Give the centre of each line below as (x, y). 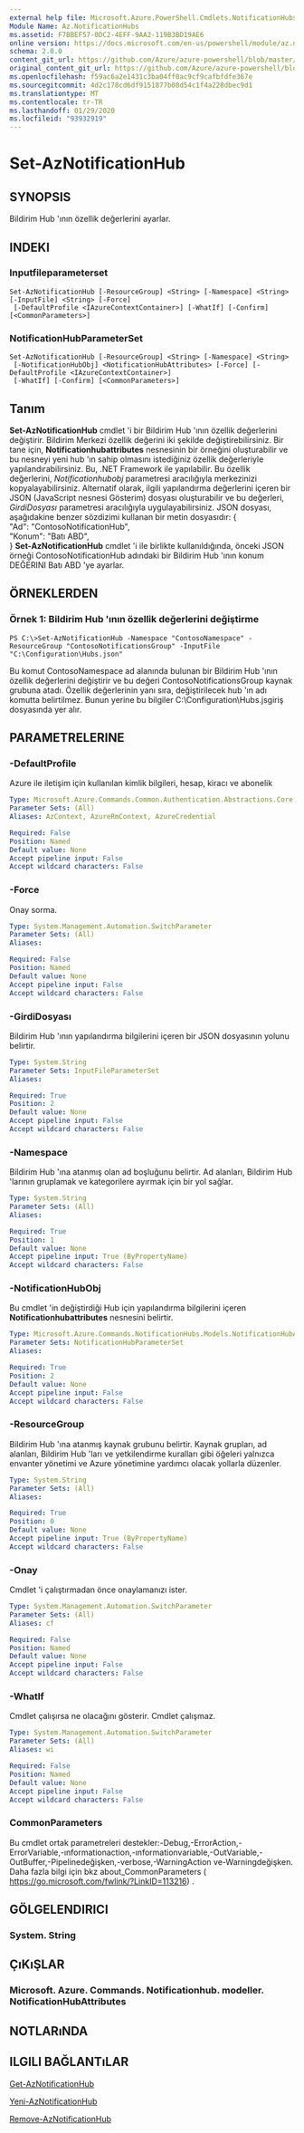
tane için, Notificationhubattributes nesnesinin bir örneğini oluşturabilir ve (149, 449)
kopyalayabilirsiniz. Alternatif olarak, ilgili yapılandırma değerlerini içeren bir (150, 488)
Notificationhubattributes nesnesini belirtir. (91, 1318)
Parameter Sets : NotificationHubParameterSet (96, 1343)
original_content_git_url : (60, 69)
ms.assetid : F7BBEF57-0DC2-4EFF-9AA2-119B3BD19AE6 (107, 34)
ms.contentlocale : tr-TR (56, 102)
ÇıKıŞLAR (37, 1965)
